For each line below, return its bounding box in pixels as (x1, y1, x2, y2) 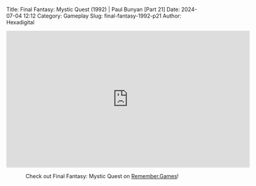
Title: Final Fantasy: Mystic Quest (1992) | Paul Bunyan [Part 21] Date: (6, 6, 181, 13)
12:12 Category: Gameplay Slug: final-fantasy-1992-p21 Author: (23, 12, 182, 19)
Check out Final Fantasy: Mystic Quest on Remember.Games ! (25, 173, 179, 179)
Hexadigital (6, 19, 35, 26)
